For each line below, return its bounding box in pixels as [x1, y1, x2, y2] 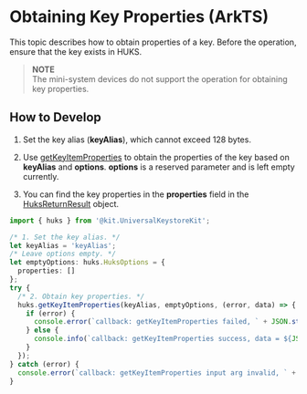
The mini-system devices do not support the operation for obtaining [31, 73, 288, 84]
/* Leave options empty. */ [9, 249, 117, 259]
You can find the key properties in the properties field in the [22, 189, 249, 200]
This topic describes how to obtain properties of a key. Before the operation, [9, 36, 297, 47]
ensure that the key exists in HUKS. [9, 46, 143, 57]
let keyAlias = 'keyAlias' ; [9, 241, 117, 250]
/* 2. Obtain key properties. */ [17, 292, 145, 301]
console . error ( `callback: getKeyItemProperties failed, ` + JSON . [33, 317, 292, 327]
